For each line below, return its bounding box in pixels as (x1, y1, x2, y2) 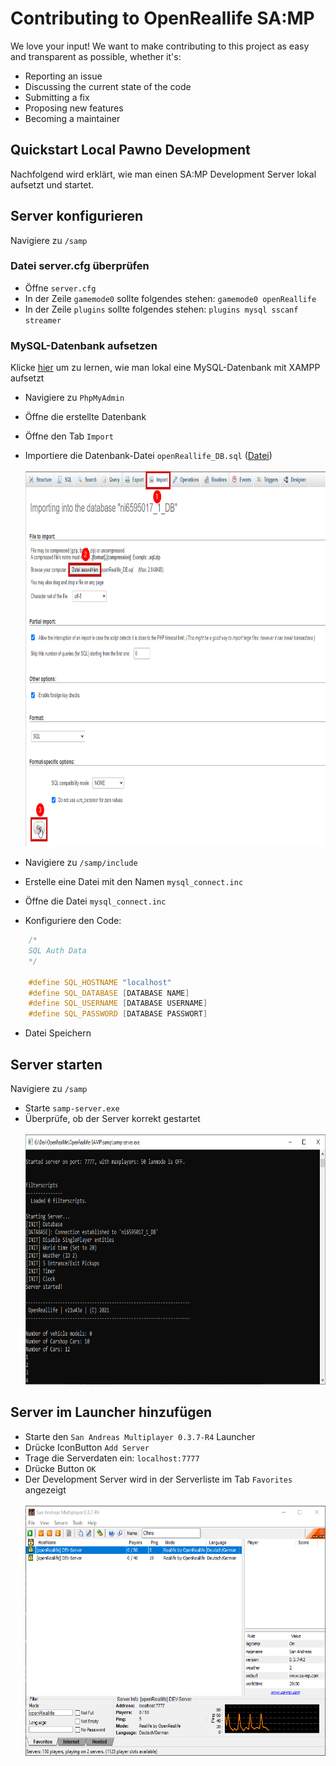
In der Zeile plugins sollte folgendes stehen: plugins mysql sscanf (24, 303, 299, 315)
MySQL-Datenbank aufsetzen (10, 338, 158, 352)
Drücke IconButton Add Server (24, 1441, 150, 1453)
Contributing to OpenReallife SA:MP (10, 7, 315, 30)
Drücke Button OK (24, 1462, 97, 1474)
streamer (24, 315, 62, 326)
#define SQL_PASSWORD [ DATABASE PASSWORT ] (28, 1009, 208, 1019)
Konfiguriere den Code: (24, 915, 122, 927)
